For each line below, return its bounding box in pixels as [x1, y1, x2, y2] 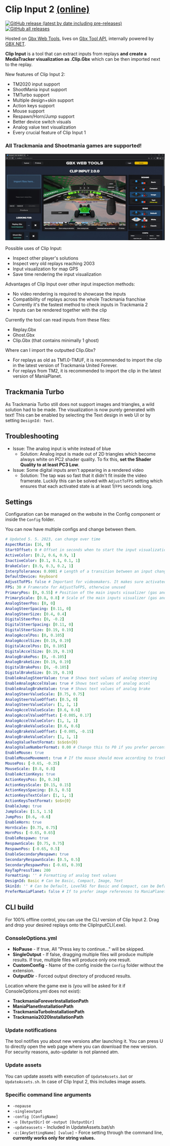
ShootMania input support [12, 86, 67, 92]
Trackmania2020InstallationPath [12, 1014, 84, 1020]
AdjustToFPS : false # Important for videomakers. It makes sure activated [5, 580, 166, 585]
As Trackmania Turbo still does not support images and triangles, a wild [5, 401, 155, 407]
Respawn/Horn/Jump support [12, 113, 75, 119]
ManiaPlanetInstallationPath [12, 1003, 74, 1009]
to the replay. [5, 61, 33, 67]
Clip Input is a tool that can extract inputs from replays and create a [5, 51, 147, 57]
